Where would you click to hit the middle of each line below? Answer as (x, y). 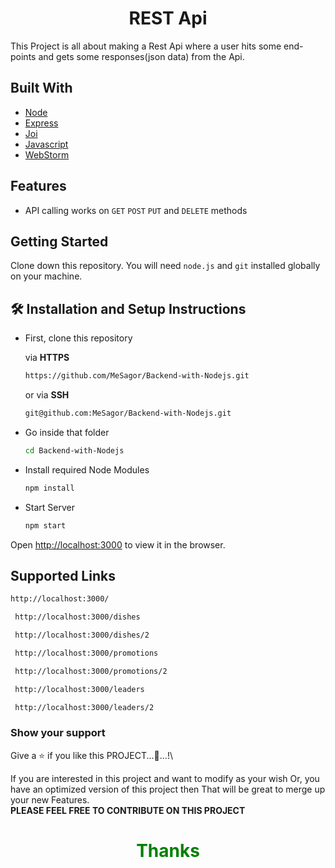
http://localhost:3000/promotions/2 (91, 671)
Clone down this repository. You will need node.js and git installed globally (165, 266)
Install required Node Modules (87, 469)
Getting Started (59, 241)
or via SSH (47, 395)
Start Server (49, 507)
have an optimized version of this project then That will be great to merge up (168, 789)
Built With (41, 88)
